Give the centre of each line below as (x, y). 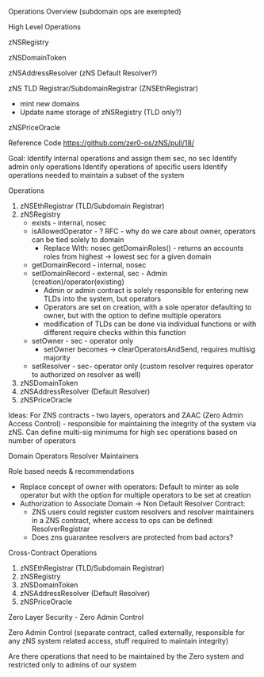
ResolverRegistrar (61, 529)
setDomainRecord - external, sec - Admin (99, 273)
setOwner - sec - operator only (82, 341)
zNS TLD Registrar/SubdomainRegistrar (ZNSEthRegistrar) (103, 88)
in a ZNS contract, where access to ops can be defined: (122, 520)
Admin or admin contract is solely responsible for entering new (146, 290)
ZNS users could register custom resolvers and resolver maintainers (143, 512)
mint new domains (50, 104)
